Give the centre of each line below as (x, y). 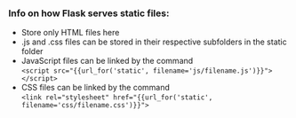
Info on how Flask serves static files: (89, 13)
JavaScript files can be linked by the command (107, 61)
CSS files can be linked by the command (96, 88)
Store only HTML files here (70, 33)
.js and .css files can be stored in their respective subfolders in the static (154, 42)
